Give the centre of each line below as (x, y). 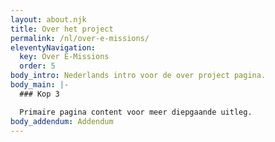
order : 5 (37, 66)
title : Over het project (62, 29)
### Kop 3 (39, 94)
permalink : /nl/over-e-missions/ (80, 38)
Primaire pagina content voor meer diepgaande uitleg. (136, 112)
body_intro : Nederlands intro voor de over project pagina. (138, 76)
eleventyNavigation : (53, 47)
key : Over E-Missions (64, 57)
